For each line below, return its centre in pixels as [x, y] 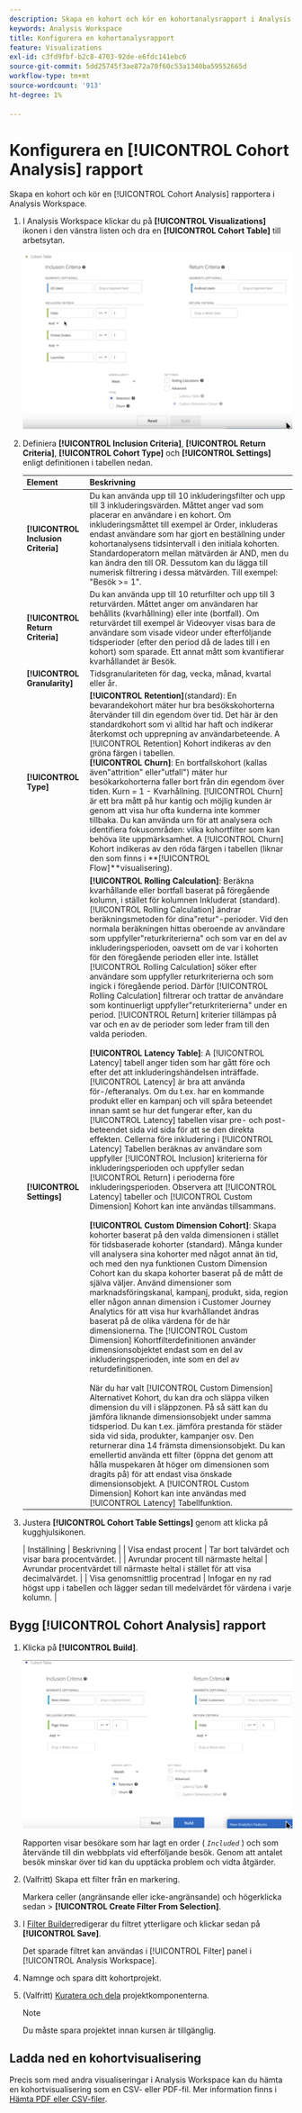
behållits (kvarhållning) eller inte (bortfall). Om [174, 613]
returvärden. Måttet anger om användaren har [174, 603]
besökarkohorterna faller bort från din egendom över [187, 782]
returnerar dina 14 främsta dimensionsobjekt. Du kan [187, 1445]
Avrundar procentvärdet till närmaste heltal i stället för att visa [137, 1569]
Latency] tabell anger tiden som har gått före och [180, 1062]
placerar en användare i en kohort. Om [160, 514]
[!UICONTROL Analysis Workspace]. [89, 1960]
